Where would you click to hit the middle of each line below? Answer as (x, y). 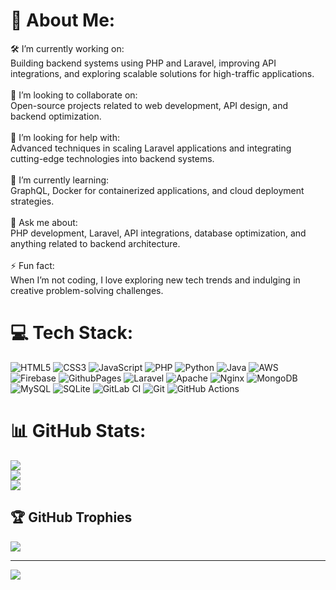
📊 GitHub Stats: (78, 431)
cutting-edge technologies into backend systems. (112, 158)
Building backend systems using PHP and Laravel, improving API (143, 63)
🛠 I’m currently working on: (67, 48)
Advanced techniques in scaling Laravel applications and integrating (151, 148)
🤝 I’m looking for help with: (65, 137)
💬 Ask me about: (44, 222)
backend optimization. (56, 116)
